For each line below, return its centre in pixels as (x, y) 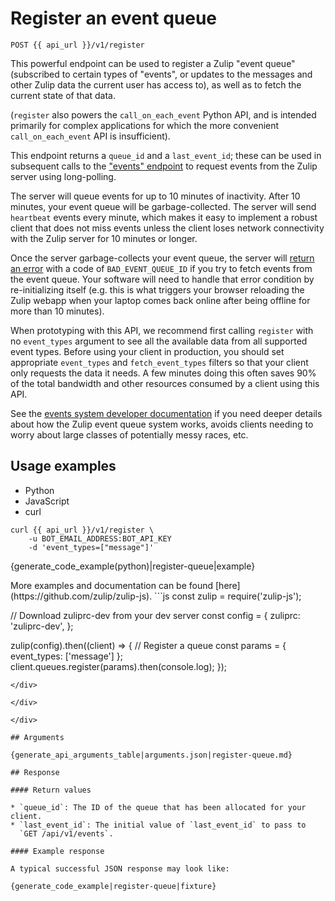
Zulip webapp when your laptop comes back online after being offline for (160, 300)
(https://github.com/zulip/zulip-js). (81, 596)
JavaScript (47, 501)
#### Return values (51, 790)
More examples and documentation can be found (112, 585)
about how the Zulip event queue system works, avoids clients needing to (162, 424)
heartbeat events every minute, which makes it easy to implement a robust (164, 217)
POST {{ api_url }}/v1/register (77, 45)
